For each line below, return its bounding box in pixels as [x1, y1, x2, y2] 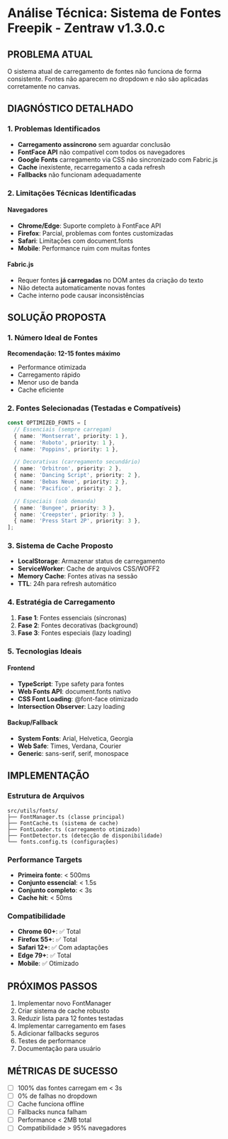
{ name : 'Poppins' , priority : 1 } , [13, 446, 119, 453]
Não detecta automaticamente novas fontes [17, 284, 146, 292]
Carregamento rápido [17, 370, 81, 379]
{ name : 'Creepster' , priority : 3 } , [13, 511, 125, 518]
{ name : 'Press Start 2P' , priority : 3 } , [13, 517, 141, 524]
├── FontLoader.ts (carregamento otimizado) [7, 825, 141, 833]
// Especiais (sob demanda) [13, 497, 97, 505]
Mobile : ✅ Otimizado [17, 959, 79, 968]
